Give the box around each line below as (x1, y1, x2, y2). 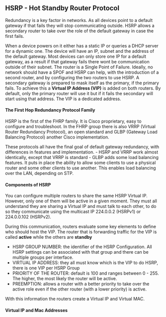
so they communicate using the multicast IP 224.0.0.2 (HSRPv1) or (5, 209, 141, 215)
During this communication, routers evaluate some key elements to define (5, 224, 157, 230)
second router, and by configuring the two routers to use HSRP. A (5, 74, 140, 80)
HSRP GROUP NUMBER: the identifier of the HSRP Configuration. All (12, 244, 153, 250)
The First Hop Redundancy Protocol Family (5, 107, 95, 113)
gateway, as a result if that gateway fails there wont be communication (5, 58, 150, 64)
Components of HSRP (5, 181, 51, 187)
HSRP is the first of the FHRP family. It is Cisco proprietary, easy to (5, 118, 142, 124)
